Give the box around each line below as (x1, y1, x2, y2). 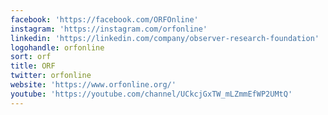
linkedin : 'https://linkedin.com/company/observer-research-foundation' (10, 33, 320, 43)
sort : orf (10, 52, 52, 62)
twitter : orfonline (10, 71, 92, 81)
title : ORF (10, 61, 56, 71)
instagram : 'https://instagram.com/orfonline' (10, 24, 208, 34)
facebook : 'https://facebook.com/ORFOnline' (10, 14, 199, 25)
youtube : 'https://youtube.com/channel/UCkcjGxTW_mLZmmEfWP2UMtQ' (10, 89, 293, 99)
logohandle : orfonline (10, 42, 105, 53)
